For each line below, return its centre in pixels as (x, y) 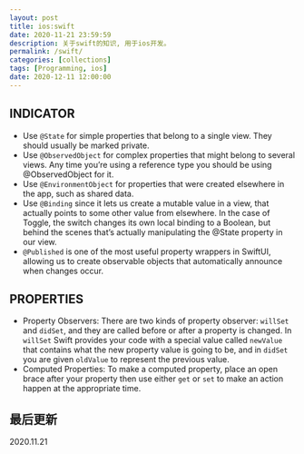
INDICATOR (42, 114)
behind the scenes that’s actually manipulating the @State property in (152, 232)
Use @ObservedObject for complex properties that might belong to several (159, 154)
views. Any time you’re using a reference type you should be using (147, 164)
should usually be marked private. (86, 145)
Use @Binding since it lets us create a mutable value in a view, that (146, 203)
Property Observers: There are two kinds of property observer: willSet (156, 321)
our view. (39, 242)
